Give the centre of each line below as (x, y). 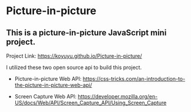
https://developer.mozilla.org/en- (118, 96)
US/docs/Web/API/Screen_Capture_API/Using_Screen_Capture (91, 103)
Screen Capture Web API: (46, 96)
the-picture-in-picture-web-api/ (53, 85)
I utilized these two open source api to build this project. (74, 67)
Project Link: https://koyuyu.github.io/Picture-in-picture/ (74, 56)
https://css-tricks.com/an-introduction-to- (134, 79)
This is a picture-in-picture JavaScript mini (86, 33)
